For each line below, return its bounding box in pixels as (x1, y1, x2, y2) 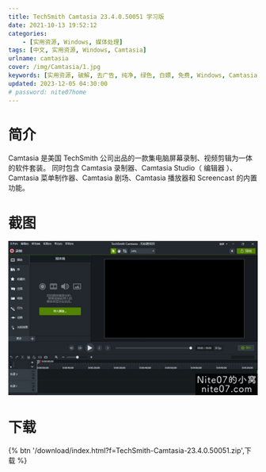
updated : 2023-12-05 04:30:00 (8, 79, 108, 87)
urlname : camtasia (8, 55, 69, 63)
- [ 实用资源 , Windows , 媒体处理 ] (22, 38, 123, 46)
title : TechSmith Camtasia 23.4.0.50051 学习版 (8, 13, 165, 21)
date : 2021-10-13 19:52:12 (8, 21, 97, 29)
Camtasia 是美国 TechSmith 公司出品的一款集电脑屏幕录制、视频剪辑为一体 (8, 153, 253, 163)
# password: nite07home (8, 88, 87, 96)
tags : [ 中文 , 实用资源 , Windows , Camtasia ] (8, 46, 147, 55)
